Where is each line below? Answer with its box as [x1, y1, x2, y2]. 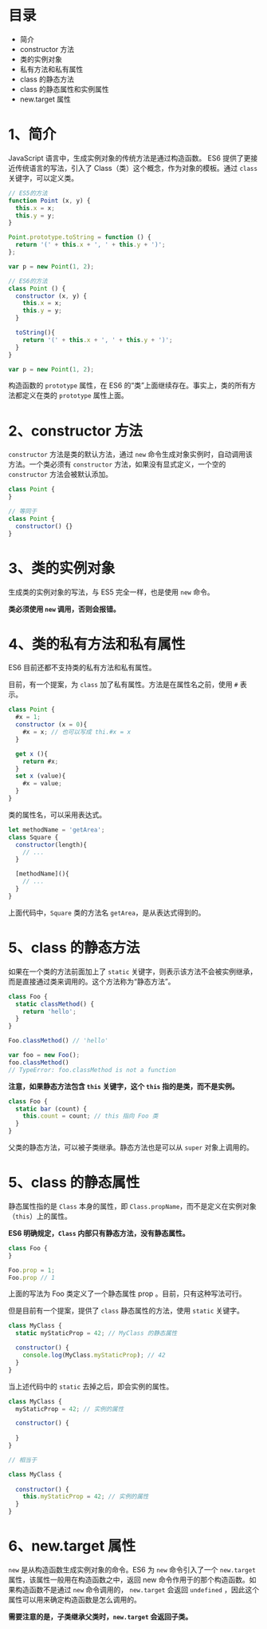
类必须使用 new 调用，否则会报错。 [8, 604, 121, 614]
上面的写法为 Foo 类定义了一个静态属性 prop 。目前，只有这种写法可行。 [8, 1289, 246, 1298]
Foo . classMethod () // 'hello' [8, 1037, 109, 1045]
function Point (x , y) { [8, 197, 91, 205]
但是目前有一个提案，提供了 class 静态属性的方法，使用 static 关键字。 [8, 1306, 245, 1316]
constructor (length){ [15, 840, 88, 848]
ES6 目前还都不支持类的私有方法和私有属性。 [8, 663, 157, 673]
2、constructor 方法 [8, 422, 143, 439]
